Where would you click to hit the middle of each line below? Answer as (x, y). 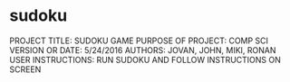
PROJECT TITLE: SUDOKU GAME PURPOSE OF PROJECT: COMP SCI (139, 41)
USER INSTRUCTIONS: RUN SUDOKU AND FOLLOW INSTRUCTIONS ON (145, 59)
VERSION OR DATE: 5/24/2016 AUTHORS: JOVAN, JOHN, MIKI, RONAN (143, 50)
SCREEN (25, 69)
